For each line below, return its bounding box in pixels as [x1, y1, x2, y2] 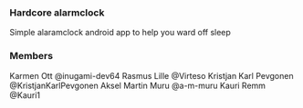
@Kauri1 [9, 89, 41, 101]
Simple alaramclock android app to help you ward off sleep [9, 27, 231, 38]
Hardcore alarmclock [9, 6, 105, 19]
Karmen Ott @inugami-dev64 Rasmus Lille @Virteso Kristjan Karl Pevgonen [9, 70, 294, 81]
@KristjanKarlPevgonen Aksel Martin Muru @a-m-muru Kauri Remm [9, 80, 266, 91]
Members [9, 50, 53, 63]
